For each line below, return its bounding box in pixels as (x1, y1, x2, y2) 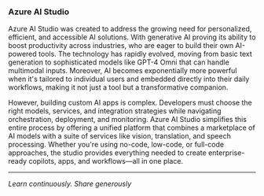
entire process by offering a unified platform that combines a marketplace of (8, 123, 255, 132)
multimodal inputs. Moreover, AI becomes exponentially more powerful (8, 66, 237, 76)
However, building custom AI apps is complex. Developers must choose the (8, 98, 253, 108)
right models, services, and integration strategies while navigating (8, 106, 222, 116)
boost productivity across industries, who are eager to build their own (8, 41, 234, 50)
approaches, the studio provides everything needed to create (8, 148, 207, 157)
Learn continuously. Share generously (8, 179, 132, 189)
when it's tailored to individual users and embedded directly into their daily (8, 74, 250, 84)
